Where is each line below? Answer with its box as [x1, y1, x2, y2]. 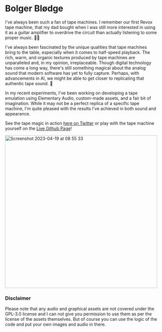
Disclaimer [5, 294, 31, 301]
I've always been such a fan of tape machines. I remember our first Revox [5, 19, 153, 25]
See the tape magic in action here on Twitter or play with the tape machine [5, 120, 155, 126]
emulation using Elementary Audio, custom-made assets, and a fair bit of [5, 95, 151, 101]
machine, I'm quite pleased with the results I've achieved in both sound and [5, 106, 157, 111]
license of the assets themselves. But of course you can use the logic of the [5, 316, 157, 322]
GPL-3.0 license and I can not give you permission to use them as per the [5, 311, 152, 317]
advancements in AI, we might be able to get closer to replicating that [5, 75, 144, 81]
